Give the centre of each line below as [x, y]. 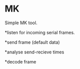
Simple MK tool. [21, 23]
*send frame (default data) [32, 42]
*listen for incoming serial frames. [40, 32]
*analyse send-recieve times [34, 52]
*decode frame [20, 61]
